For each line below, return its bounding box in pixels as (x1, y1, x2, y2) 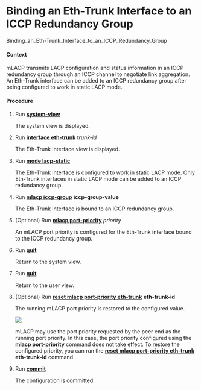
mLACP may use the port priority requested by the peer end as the (14, 328, 181, 335)
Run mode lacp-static (14, 157, 71, 165)
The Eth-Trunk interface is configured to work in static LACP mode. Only (14, 169, 195, 176)
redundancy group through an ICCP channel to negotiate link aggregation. (6, 71, 190, 78)
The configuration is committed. (14, 377, 95, 384)
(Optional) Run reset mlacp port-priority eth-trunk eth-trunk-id (14, 294, 176, 301)
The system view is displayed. (14, 122, 91, 130)
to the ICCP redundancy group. (14, 235, 93, 242)
